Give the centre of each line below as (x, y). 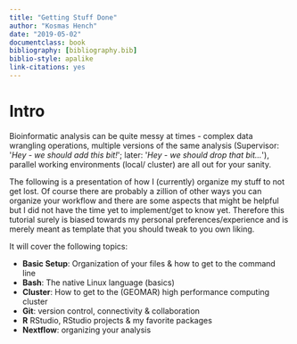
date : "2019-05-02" (45, 34)
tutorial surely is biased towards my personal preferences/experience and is (149, 219)
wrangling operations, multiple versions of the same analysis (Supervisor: (144, 145)
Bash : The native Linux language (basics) (99, 283)
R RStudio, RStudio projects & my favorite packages (117, 320)
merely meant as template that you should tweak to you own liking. (132, 229)
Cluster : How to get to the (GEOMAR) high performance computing (146, 291)
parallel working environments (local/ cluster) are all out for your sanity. (140, 164)
